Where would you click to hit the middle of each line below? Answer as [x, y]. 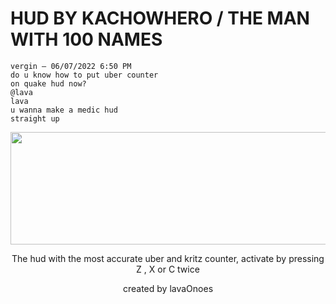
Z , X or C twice [168, 269]
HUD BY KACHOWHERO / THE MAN [160, 18]
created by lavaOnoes [168, 288]
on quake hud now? [48, 83]
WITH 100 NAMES [86, 39]
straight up [35, 118]
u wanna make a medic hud [64, 110]
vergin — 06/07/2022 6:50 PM [71, 66]
